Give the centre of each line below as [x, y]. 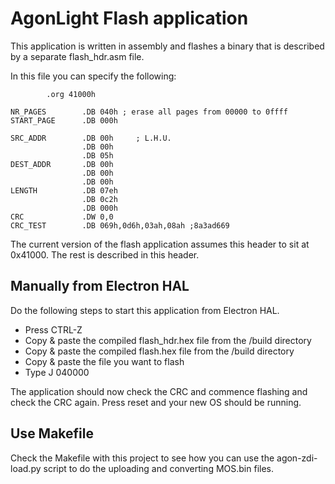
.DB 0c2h [99, 199]
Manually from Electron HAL [100, 286]
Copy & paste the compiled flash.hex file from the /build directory [159, 351]
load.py [26, 468]
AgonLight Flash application [129, 18]
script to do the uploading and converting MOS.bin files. [158, 468]
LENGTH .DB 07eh [64, 190]
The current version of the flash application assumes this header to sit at [160, 244]
